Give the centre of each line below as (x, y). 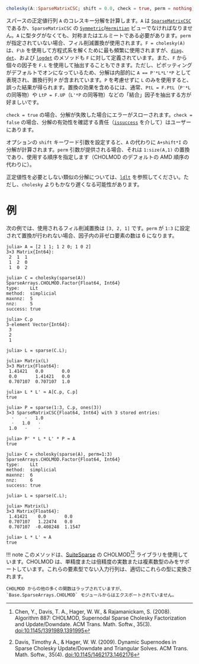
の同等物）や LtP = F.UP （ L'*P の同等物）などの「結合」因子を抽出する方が (99, 94)
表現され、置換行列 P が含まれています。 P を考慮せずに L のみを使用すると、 (99, 79)
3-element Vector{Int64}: (38, 324)
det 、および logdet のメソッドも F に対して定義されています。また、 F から (97, 58)
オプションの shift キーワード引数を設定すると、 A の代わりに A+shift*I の (97, 142)
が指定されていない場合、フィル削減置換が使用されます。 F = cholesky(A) (96, 43)
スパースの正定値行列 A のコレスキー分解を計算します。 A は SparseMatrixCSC (99, 20)
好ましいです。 (24, 102)
